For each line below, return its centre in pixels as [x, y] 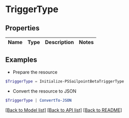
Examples [21, 60]
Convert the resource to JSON [44, 91]
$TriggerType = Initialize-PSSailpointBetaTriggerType [65, 81]
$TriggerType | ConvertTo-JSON [38, 100]
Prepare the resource [35, 72]
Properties [22, 28]
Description [59, 42]
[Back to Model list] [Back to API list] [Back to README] [64, 110]
